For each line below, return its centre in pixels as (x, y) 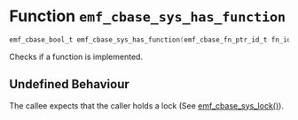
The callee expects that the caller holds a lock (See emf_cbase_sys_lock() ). (146, 105)
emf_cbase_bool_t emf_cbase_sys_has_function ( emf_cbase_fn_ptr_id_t (138, 40)
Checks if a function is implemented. (76, 56)
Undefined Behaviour (70, 84)
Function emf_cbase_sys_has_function (148, 16)
